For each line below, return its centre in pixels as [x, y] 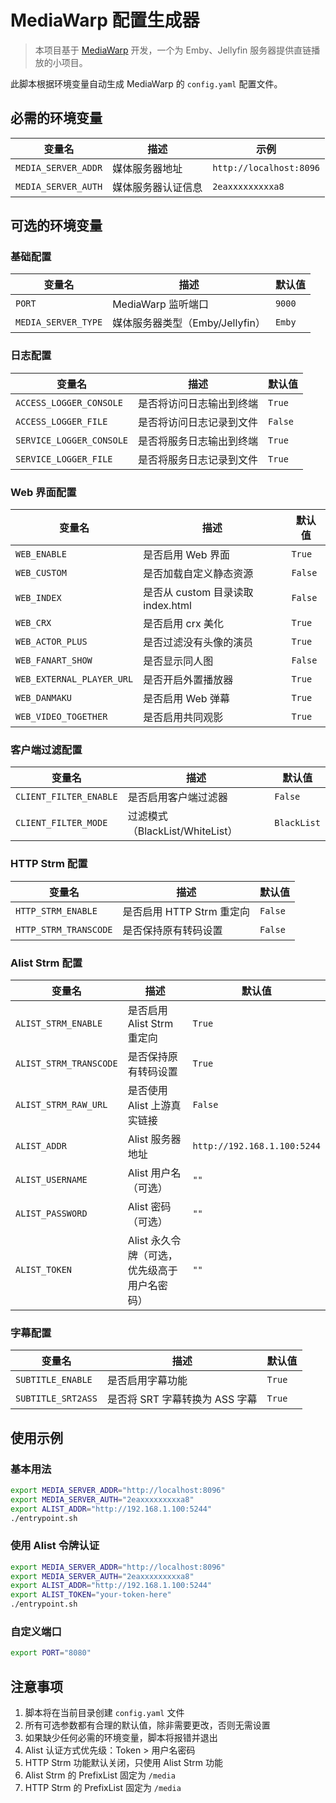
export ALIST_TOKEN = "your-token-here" [91, 1595]
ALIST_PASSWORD [51, 1213]
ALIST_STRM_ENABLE [59, 1023]
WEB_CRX [33, 623]
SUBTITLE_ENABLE [54, 1380]
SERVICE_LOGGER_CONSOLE [72, 440]
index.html [167, 606]
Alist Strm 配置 [46, 963]
